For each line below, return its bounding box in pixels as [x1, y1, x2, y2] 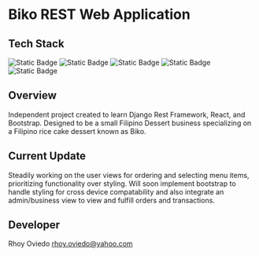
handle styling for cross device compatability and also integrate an [8, 187, 224, 196]
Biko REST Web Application [8, 6, 191, 24]
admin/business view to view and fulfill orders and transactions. [8, 195, 215, 205]
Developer [8, 218, 61, 232]
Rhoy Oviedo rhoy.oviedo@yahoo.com [8, 239, 133, 249]
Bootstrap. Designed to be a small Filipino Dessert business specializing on [8, 118, 252, 128]
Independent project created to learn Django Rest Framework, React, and [8, 109, 246, 119]
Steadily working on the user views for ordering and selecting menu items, [8, 170, 250, 180]
